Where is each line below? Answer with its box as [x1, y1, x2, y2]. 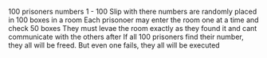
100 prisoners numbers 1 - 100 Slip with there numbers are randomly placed [8, 7, 257, 16]
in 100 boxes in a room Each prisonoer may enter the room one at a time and [8, 15, 259, 25]
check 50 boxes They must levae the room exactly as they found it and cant [8, 24, 257, 33]
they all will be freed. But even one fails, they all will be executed [8, 41, 221, 50]
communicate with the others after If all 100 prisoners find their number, [8, 32, 245, 41]
